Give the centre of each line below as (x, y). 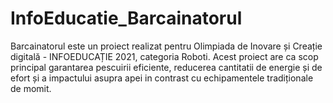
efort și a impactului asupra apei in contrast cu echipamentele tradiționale (162, 78)
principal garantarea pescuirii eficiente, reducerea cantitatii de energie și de (166, 67)
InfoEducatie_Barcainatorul (126, 18)
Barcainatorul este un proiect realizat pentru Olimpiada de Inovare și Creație (166, 46)
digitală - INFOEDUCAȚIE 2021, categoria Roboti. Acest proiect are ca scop (164, 56)
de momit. (31, 88)
